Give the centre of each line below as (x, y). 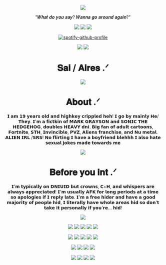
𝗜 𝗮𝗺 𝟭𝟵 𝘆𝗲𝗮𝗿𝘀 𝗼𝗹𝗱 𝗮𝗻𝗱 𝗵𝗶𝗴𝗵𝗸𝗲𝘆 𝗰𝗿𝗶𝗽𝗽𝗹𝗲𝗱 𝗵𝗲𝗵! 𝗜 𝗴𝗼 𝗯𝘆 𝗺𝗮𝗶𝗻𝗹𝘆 (78, 116)
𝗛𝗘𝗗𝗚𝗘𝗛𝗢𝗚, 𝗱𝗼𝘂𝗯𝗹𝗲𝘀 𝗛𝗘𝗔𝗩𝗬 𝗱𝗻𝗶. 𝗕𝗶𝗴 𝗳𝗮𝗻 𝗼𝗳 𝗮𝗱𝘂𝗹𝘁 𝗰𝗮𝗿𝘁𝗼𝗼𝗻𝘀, (83, 126)
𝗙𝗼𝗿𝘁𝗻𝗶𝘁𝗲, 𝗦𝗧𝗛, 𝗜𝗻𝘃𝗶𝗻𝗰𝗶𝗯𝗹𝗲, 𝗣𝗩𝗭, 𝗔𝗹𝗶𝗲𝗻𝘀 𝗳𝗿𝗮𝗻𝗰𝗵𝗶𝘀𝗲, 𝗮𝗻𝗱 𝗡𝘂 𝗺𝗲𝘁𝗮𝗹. (83, 132)
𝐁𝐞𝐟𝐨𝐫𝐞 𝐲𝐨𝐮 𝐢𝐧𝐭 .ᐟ (83, 172)
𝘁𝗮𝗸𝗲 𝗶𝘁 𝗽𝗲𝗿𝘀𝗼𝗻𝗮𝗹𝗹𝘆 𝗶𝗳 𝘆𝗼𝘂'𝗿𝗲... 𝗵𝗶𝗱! (83, 207)
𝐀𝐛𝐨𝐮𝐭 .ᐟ (83, 102)
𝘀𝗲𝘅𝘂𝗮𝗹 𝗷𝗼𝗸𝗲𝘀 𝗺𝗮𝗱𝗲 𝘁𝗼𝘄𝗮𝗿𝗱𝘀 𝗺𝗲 (83, 142)
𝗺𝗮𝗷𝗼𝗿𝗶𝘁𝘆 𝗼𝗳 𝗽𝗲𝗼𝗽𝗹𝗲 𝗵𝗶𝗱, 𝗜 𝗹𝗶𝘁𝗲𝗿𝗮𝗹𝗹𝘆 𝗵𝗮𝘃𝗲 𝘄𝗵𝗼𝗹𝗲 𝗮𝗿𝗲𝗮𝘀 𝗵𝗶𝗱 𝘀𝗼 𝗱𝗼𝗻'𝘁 (83, 202)
